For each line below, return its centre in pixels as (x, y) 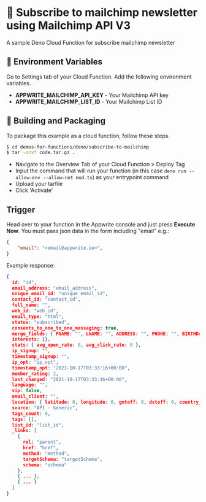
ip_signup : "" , (31, 351)
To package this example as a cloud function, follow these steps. (88, 136)
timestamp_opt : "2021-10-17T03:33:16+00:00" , (71, 368)
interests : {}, (31, 339)
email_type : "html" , (38, 316)
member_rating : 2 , (36, 374)
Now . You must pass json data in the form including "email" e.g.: (88, 231)
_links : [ (24, 431)
